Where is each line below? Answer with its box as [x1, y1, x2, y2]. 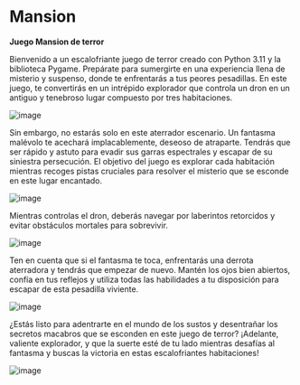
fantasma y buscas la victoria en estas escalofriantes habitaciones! [9, 347, 259, 358]
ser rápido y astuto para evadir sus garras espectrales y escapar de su [9, 146, 273, 157]
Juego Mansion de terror [9, 36, 105, 47]
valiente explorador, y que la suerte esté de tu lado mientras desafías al [9, 337, 276, 349]
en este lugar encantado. [9, 174, 103, 186]
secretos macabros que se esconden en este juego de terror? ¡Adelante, [9, 328, 279, 339]
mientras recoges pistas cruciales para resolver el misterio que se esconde [9, 165, 289, 176]
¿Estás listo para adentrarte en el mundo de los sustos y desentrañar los [9, 318, 278, 329]
